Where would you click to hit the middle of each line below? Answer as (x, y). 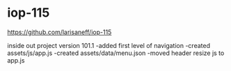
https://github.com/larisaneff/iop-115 (59, 32)
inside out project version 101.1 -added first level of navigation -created (109, 45)
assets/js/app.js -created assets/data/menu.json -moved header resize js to (116, 53)
